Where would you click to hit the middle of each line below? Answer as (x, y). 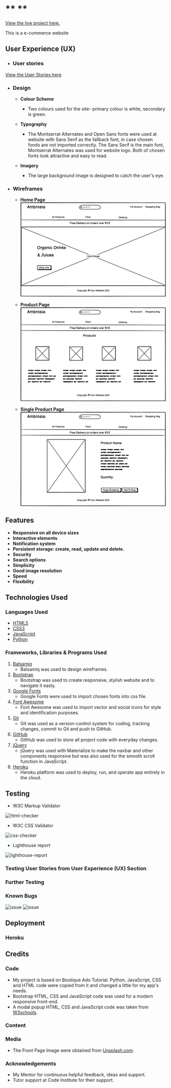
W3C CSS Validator (33, 826)
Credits (17, 954)
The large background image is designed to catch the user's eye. (96, 175)
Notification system (34, 543)
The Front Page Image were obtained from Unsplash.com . (73, 1050)
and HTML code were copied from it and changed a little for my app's (85, 985)
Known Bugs (21, 896)
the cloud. (31, 777)
